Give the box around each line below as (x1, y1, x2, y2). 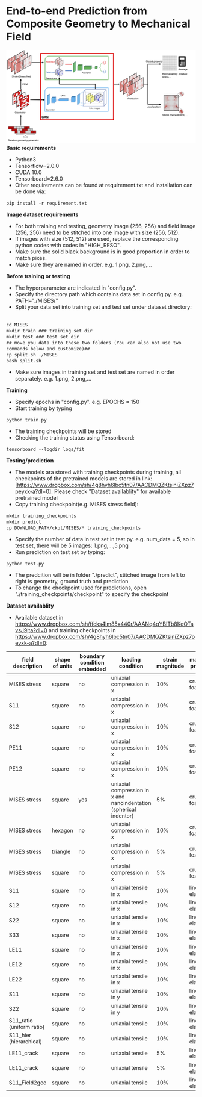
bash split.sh (6, 358, 42, 364)
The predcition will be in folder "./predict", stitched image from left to (14, 571, 185, 579)
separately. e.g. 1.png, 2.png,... (14, 374, 92, 382)
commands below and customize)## (6, 346, 90, 352)
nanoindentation (111, 799, 151, 806)
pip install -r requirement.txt (6, 200, 87, 206)
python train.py (6, 417, 47, 423)
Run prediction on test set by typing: (14, 548, 105, 555)
